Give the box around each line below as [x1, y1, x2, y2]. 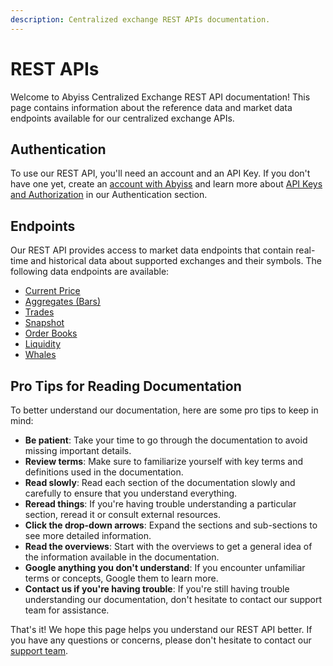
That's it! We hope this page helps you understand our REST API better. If [10, 624, 313, 635]
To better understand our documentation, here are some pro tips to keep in [10, 404, 319, 416]
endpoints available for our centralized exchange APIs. [10, 112, 235, 124]
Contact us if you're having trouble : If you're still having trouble [24, 583, 290, 595]
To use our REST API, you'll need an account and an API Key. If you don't [10, 167, 311, 180]
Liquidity [24, 338, 62, 350]
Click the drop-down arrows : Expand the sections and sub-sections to [24, 519, 318, 531]
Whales [24, 349, 57, 361]
